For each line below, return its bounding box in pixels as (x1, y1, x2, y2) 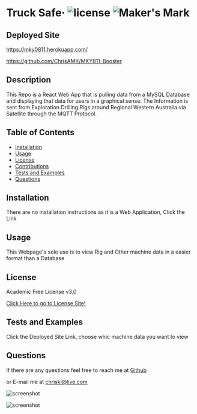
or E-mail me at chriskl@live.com (6, 378, 88, 385)
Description (6, 75, 51, 85)
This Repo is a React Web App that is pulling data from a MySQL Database (6, 91, 190, 98)
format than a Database (6, 255, 65, 262)
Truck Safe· (6, 6, 65, 20)
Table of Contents (6, 127, 75, 138)
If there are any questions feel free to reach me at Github (6, 367, 147, 374)
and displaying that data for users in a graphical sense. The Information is (6, 97, 189, 105)
